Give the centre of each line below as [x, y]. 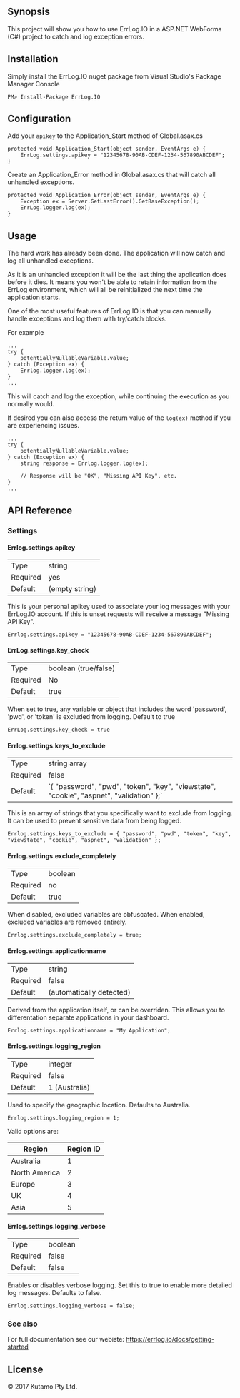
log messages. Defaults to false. [55, 1292]
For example [26, 333]
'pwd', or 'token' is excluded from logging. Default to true [91, 716]
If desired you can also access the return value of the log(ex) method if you [119, 418]
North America [36, 1172]
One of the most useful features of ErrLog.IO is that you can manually [110, 311]
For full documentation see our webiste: [66, 1339]
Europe [23, 1184]
